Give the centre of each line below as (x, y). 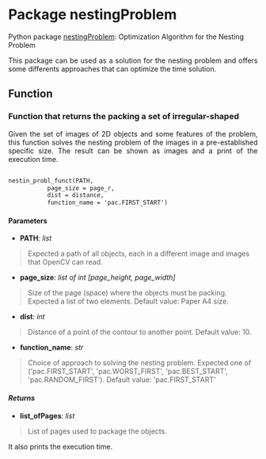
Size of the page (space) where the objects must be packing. (127, 293)
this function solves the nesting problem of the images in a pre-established (133, 142)
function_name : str (51, 348)
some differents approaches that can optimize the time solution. (112, 68)
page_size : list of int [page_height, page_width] (97, 278)
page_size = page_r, (81, 188)
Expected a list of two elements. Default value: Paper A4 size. (128, 301)
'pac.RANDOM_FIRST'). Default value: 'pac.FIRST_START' (122, 380)
